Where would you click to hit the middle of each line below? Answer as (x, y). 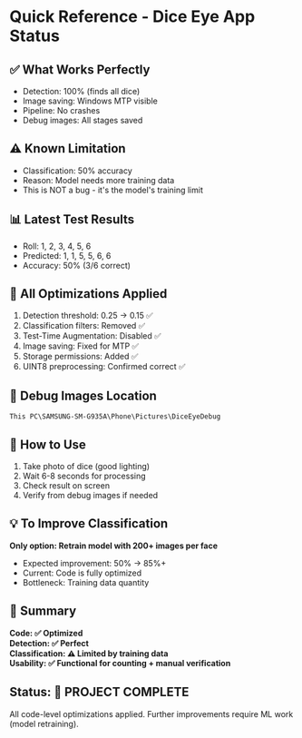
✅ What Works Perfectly (80, 69)
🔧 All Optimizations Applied (88, 294)
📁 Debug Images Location (83, 395)
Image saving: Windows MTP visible (90, 101)
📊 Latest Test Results (72, 220)
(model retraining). (44, 723)
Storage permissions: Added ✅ (80, 357)
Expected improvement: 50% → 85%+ (94, 563)
